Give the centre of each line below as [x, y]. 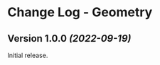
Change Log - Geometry [80, 12]
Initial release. [28, 55]
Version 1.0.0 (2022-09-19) [69, 39]
